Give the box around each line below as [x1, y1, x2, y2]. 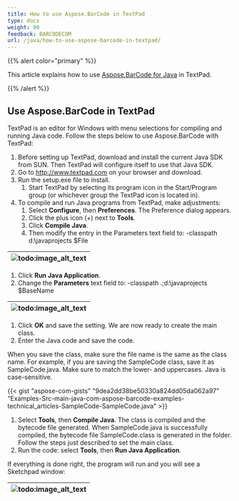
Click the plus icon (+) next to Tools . [28, 213, 136, 222]
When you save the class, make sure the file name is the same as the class [7, 350, 227, 358]
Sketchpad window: [7, 467, 66, 475]
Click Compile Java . [28, 221, 88, 229]
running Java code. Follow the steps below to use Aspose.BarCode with [7, 131, 219, 140]
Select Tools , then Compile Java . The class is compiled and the [17, 415, 205, 424]
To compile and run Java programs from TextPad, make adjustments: [17, 198, 221, 207]
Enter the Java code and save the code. [17, 336, 136, 345]
